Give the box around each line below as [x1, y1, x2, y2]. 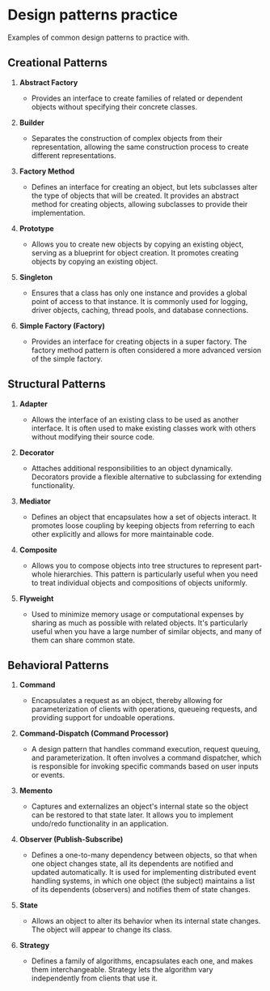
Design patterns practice [7, 6, 179, 24]
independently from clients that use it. [31, 973, 158, 983]
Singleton [19, 272, 53, 281]
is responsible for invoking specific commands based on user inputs [31, 761, 259, 771]
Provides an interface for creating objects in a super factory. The [31, 337, 247, 346]
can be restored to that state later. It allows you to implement [31, 810, 234, 820]
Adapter [19, 399, 48, 409]
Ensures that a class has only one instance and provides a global [31, 288, 247, 298]
